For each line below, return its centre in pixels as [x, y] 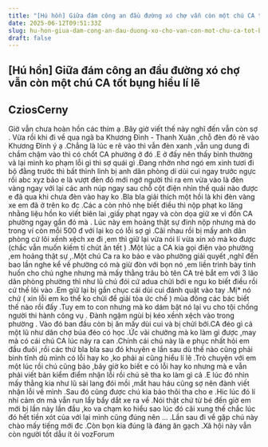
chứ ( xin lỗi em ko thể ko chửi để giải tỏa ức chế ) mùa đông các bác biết [129, 299]
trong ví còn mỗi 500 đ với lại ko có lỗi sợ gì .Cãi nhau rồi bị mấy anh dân [127, 231]
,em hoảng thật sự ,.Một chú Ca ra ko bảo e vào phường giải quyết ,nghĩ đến [133, 256]
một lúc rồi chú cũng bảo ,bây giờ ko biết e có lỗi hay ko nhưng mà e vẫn [128, 366]
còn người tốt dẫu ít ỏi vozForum [61, 434]
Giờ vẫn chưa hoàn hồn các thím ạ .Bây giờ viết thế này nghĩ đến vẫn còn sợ [133, 129]
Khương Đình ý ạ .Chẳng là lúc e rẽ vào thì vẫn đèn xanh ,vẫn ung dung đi [129, 146]
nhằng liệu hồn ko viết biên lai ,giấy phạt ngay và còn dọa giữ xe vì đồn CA [130, 214]
